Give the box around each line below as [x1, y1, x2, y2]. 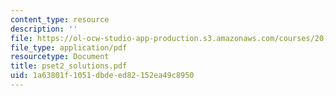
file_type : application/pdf [10, 42, 128, 53]
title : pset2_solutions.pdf [10, 61, 128, 71]
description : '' [10, 24, 78, 34]
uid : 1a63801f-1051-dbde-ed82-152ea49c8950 [10, 71, 195, 81]
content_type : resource [10, 14, 110, 25]
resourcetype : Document [10, 52, 110, 62]
